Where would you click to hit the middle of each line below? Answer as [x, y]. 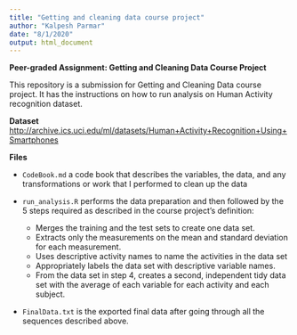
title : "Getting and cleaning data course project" [107, 17]
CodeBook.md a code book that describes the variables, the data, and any [154, 175]
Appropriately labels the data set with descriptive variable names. [155, 266]
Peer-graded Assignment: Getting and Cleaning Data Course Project [138, 68]
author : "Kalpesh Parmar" [57, 26]
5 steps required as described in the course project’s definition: [138, 211]
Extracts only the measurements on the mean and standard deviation [162, 238]
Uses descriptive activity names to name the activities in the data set [161, 257]
